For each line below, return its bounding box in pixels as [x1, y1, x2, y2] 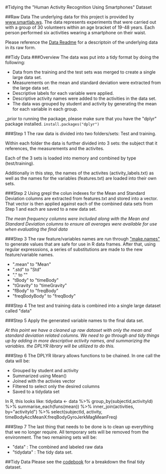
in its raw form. [5, 45, 36, 50]
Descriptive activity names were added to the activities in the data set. [12, 95, 157, 101]
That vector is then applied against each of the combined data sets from [5, 201, 153, 207]
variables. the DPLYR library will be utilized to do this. [5, 343, 115, 349]
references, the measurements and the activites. [5, 146, 104, 151]
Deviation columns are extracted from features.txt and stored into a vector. [5, 196, 158, 201]
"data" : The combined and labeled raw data [12, 444, 103, 450]
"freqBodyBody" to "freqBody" [12, 293, 76, 299]
